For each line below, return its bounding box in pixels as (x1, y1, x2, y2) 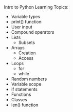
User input (11, 24, 33, 30)
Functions (11, 91, 32, 97)
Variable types (11, 14, 40, 19)
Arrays (11, 45, 25, 50)
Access (18, 55, 34, 61)
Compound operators (11, 29, 55, 35)
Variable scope (11, 81, 41, 87)
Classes (11, 97, 27, 102)
